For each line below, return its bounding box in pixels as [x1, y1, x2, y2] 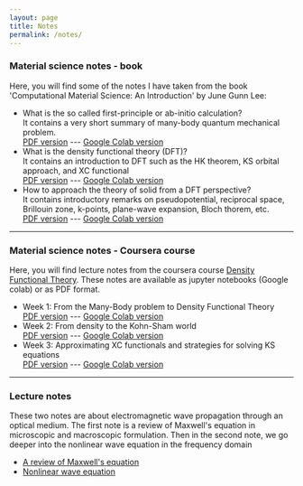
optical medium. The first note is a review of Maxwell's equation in [9, 420, 255, 431]
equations [22, 349, 60, 360]
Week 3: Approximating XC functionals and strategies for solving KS [22, 340, 276, 350]
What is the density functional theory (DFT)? [22, 145, 188, 156]
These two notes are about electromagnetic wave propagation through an [9, 410, 284, 421]
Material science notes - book [9, 60, 142, 72]
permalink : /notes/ [9, 30, 83, 39]
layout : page [9, 13, 59, 23]
